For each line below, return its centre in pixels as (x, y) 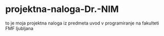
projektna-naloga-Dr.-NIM (62, 9)
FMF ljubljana (19, 28)
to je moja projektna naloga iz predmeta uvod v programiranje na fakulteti (82, 23)
